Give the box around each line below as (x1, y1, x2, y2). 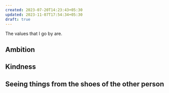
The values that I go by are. (5, 31, 62, 37)
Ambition (5, 45, 36, 54)
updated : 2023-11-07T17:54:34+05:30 (5, 12, 83, 17)
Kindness (5, 63, 37, 71)
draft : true (5, 17, 30, 22)
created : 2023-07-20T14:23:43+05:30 (5, 7, 83, 13)
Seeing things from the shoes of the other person (5, 79, 164, 88)
